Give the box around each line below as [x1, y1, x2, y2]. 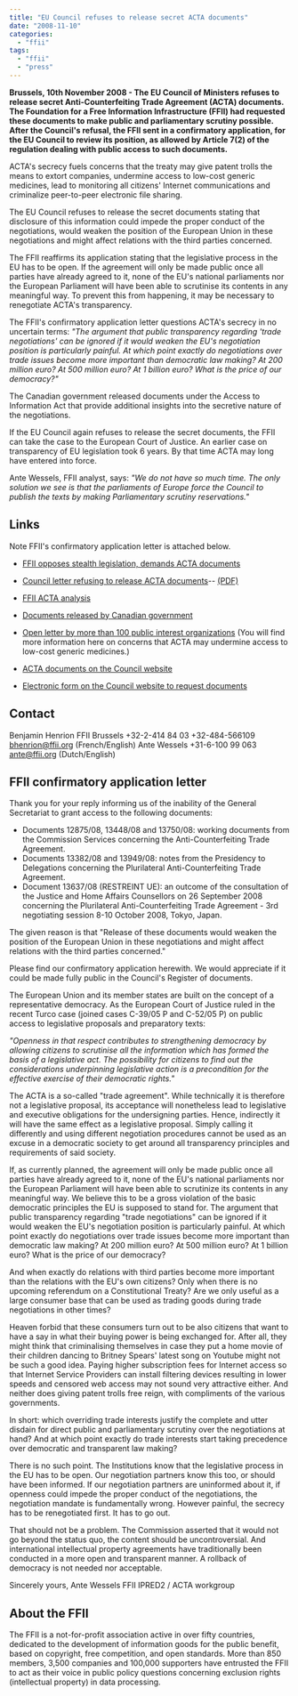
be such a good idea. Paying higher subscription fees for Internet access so [9, 1360, 287, 1370]
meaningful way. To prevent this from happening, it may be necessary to [9, 290, 275, 301]
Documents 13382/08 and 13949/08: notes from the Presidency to [21, 853, 266, 864]
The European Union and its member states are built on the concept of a [9, 989, 274, 1001]
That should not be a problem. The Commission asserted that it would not [9, 1525, 279, 1536]
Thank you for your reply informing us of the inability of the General [9, 798, 256, 809]
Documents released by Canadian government [21, 610, 193, 620]
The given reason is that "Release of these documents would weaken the [9, 927, 278, 938]
